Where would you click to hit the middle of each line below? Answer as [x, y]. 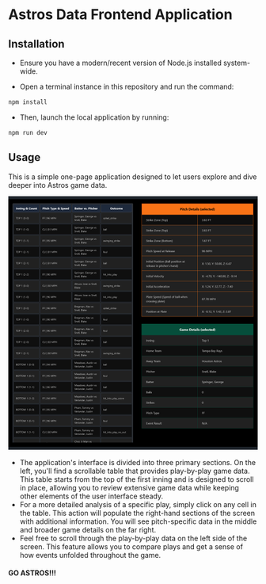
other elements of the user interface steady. [91, 496]
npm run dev [28, 132]
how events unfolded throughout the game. [90, 555]
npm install [28, 102]
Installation [36, 44]
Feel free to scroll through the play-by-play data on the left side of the [133, 538]
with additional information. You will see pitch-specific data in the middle [138, 521]
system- [237, 63]
